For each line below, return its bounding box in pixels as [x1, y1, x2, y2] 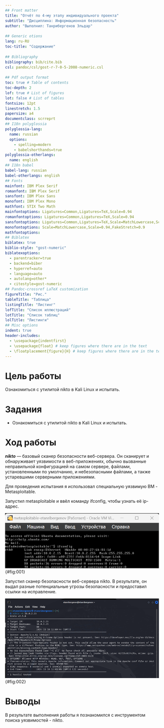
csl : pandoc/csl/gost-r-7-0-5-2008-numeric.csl [5, 65, 104, 70]
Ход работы [5, 437, 57, 448]
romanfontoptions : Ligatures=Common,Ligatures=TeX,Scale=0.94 [5, 214, 134, 219]
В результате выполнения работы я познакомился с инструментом [5, 712, 145, 718]
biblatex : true [5, 240, 36, 245]
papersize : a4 [5, 111, 34, 116]
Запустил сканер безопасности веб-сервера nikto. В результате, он [5, 578, 147, 584]
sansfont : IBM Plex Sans [5, 194, 56, 199]
